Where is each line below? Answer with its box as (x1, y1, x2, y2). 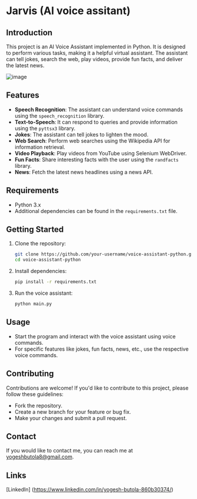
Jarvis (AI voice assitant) (6, 4, 131, 18)
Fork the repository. (14, 402, 63, 409)
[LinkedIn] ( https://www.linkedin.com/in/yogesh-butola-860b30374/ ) (6, 486, 173, 493)
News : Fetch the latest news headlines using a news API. (14, 168, 153, 175)
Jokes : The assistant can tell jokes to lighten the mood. (14, 131, 149, 138)
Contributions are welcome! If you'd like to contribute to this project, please (6, 384, 189, 391)
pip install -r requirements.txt (14, 279, 97, 285)
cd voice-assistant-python (14, 257, 81, 263)
